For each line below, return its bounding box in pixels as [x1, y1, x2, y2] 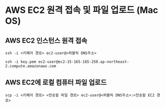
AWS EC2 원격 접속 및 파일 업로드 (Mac [5, 4, 158, 16]
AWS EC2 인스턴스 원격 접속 [5, 36, 87, 45]
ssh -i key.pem [5, 59, 37, 64]
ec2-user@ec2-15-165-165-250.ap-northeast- [38, 59, 129, 64]
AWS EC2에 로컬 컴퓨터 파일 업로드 [5, 78, 107, 87]
